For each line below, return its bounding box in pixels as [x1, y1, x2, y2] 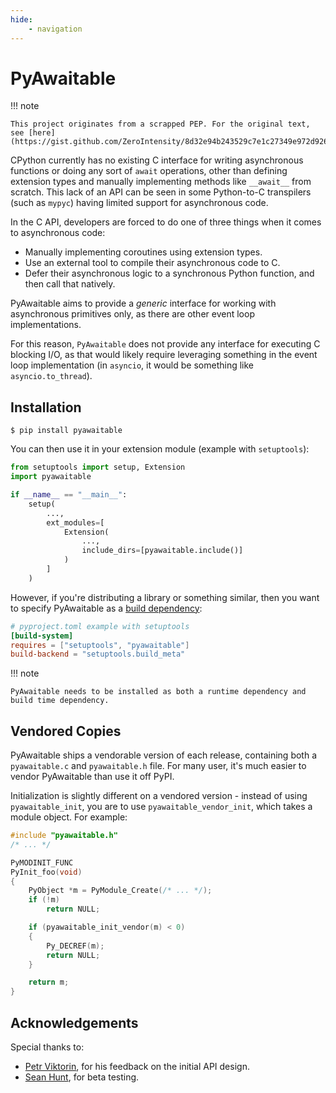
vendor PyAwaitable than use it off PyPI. [10, 771, 175, 783]
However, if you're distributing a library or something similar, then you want [10, 591, 320, 603]
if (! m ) [28, 895, 60, 905]
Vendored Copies [10, 722, 122, 740]
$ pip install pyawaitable [10, 426, 123, 436]
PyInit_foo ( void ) [10, 867, 83, 877]
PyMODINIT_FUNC [10, 857, 74, 868]
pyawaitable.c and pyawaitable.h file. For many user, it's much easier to [10, 760, 307, 772]
